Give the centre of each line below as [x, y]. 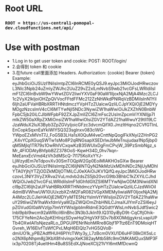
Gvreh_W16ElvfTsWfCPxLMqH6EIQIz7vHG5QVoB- [63, 228]
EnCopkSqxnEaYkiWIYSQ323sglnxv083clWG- [59, 130]
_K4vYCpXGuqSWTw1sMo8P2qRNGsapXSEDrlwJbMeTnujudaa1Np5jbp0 [85, 140]
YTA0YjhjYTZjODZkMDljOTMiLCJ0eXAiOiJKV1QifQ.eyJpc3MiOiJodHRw [84, 171]
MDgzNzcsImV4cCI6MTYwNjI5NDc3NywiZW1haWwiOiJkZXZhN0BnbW [84, 109]
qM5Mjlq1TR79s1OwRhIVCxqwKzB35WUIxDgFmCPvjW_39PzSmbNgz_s [84, 145]
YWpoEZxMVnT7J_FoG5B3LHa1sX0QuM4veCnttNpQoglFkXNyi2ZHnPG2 [85, 135]
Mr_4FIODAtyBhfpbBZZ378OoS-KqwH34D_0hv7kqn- [65, 151]
